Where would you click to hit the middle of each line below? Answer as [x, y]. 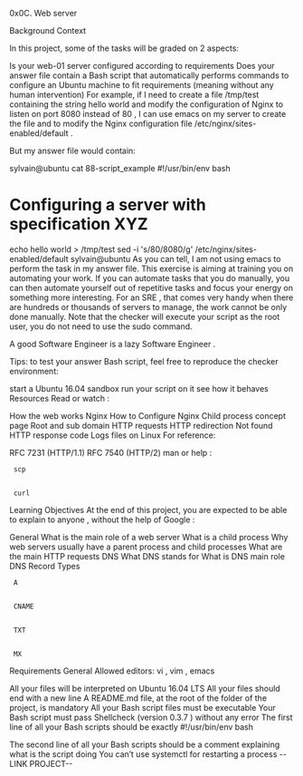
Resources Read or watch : [60, 398]
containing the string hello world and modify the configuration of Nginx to [146, 104]
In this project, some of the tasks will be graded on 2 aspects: [124, 48]
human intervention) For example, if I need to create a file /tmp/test [134, 95]
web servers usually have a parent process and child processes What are [146, 547]
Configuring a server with [108, 205]
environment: [34, 371]
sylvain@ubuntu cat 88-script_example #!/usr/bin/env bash [120, 168]
